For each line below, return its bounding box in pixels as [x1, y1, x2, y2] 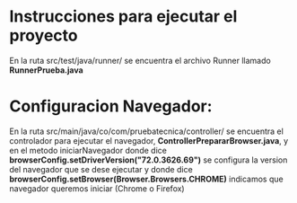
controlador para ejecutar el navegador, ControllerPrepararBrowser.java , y [9, 135, 289, 146]
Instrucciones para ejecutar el [9, 6, 238, 27]
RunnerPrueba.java [9, 65, 83, 75]
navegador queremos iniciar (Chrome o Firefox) [9, 182, 186, 194]
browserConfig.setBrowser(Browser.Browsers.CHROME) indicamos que [9, 173, 284, 184]
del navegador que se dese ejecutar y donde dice [9, 163, 193, 174]
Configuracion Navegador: [9, 96, 213, 117]
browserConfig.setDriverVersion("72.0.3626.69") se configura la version [9, 154, 288, 165]
